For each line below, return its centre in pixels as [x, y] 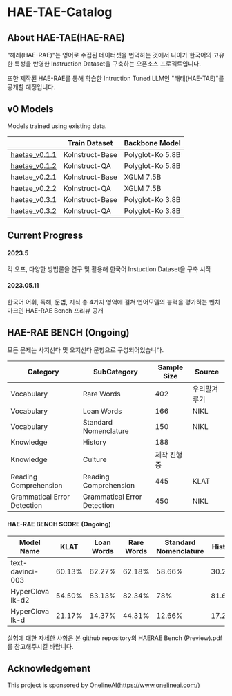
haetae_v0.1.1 [34, 154]
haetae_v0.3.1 [34, 199]
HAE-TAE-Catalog [60, 12]
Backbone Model [152, 143]
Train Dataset [90, 143]
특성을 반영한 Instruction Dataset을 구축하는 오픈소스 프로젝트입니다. [108, 64]
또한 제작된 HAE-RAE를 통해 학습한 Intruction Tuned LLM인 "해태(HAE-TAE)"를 [116, 78]
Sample [171, 367]
